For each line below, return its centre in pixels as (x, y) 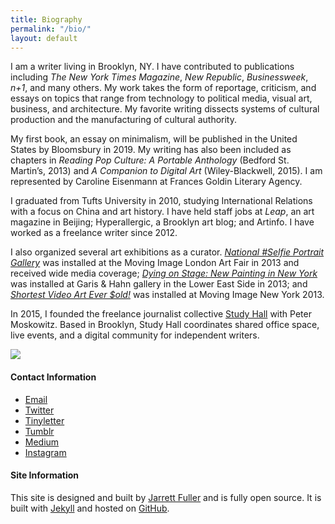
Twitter (39, 410)
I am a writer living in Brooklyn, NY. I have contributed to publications (152, 67)
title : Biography (46, 19)
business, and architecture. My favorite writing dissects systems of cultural (165, 109)
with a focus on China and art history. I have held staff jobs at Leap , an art (162, 212)
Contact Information (53, 377)
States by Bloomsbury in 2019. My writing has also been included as (151, 150)
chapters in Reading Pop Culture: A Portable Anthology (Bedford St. (150, 160)
